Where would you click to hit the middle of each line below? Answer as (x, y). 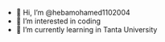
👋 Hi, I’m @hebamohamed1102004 (73, 13)
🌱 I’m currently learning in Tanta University (87, 29)
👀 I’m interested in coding (58, 21)
